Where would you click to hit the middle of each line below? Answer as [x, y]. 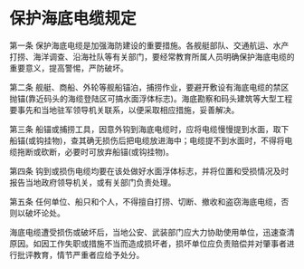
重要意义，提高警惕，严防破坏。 [69, 68]
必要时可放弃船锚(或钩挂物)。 [119, 151]
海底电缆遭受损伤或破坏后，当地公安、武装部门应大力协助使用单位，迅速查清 [152, 232]
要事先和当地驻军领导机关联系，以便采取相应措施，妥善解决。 [124, 110]
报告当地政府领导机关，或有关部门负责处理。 [93, 182]
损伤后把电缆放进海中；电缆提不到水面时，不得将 [194, 140]
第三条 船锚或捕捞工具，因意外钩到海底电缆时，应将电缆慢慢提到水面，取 [145, 129]
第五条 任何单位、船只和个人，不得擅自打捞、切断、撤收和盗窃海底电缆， [145, 201]
